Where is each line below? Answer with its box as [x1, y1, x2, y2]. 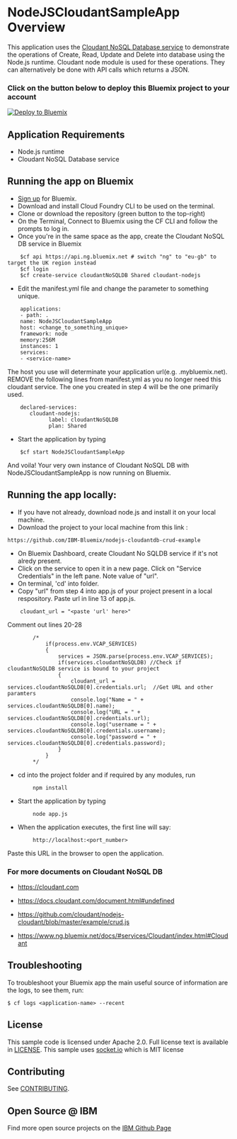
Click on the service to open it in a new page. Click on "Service [17, 564, 202, 573]
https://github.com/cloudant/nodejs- [17, 910, 125, 919]
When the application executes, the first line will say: [17, 823, 171, 831]
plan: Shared [48, 422, 87, 430]
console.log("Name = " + [70, 696, 144, 703]
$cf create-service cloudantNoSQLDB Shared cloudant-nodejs [20, 271, 201, 279]
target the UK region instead [7, 259, 97, 266]
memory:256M [20, 336, 55, 344]
